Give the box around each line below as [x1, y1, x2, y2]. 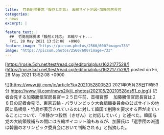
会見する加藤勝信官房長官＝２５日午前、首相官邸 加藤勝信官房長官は [9, 94, 152, 100]
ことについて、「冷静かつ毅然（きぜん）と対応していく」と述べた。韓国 [9, 112, 153, 118]
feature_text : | [5, 30, 38, 35]
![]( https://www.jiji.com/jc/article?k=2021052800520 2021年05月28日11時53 [5, 81, 159, 88]
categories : [5, 12, 29, 17]
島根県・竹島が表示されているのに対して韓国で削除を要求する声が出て [13, 106, 155, 112]
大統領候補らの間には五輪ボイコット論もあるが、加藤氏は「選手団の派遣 [13, 118, 160, 124]
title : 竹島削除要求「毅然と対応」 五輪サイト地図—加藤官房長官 [5, 7, 121, 12]
